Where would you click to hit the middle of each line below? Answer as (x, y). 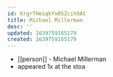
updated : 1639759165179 (42, 33)
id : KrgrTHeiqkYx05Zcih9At (47, 14)
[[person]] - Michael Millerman (62, 59)
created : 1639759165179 (42, 40)
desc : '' (20, 26)
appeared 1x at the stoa (51, 67)
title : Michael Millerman (45, 20)
